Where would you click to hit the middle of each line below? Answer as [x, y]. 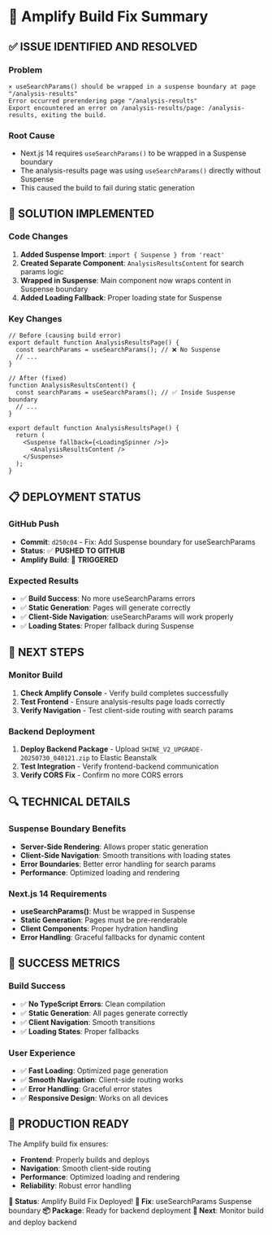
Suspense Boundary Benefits [67, 829]
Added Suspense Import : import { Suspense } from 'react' [122, 254]
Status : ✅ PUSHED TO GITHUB [73, 550]
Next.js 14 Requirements [58, 893]
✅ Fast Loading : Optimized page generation [94, 1071]
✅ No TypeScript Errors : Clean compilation [93, 1004]
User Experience [42, 1053]
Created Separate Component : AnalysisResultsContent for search [132, 263]
